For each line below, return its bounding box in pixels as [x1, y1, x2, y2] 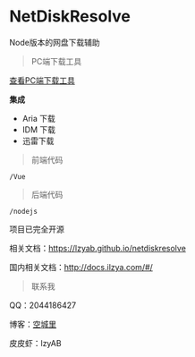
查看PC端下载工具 [9, 74, 76, 86]
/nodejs [9, 207, 38, 216]
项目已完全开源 [9, 224, 64, 234]
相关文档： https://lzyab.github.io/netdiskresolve [9, 242, 186, 253]
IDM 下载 [21, 123, 56, 135]
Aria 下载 [21, 113, 56, 123]
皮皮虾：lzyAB [9, 337, 62, 348]
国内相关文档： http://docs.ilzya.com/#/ [9, 261, 154, 272]
